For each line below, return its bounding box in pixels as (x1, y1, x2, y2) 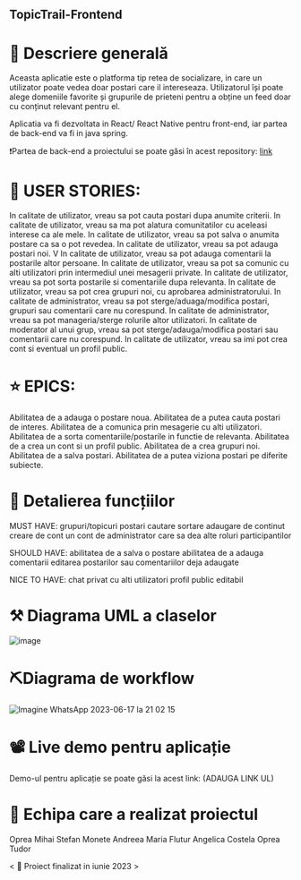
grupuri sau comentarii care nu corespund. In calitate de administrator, (9, 305, 270, 316)
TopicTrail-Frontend (9, 7, 123, 22)
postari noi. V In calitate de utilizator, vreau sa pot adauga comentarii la (9, 248, 271, 259)
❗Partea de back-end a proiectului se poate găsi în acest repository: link (9, 146, 273, 157)
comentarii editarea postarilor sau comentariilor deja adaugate (9, 557, 239, 568)
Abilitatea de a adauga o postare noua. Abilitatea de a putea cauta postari (9, 412, 280, 423)
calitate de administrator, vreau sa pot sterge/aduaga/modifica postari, (9, 295, 271, 307)
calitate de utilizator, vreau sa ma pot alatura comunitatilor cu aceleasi (9, 219, 268, 231)
